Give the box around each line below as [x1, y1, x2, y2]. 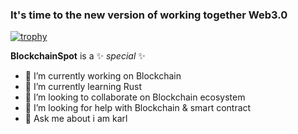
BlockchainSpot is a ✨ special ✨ [10, 50, 146, 62]
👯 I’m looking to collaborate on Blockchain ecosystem [24, 91, 246, 103]
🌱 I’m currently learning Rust [24, 81, 143, 93]
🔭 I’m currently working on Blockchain [24, 70, 182, 82]
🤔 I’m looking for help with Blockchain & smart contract [24, 102, 252, 114]
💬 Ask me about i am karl [24, 113, 128, 125]
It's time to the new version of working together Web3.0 [10, 8, 288, 22]
